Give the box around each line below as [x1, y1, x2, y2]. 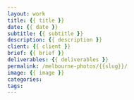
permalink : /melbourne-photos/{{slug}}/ [7, 63, 128, 70]
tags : [7, 82, 23, 89]
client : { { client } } [7, 43, 71, 50]
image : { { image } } [7, 69, 65, 76]
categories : [7, 75, 42, 83]
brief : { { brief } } [7, 50, 65, 57]
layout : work [7, 10, 46, 18]
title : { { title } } [7, 17, 65, 24]
